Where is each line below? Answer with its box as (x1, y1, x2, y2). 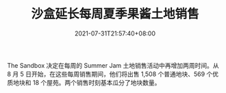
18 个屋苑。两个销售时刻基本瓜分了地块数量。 (32, 78, 161, 86)
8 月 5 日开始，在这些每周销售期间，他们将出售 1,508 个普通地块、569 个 (7, 70, 213, 78)
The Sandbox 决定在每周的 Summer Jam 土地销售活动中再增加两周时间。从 (7, 61, 219, 69)
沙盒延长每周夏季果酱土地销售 (30, 6, 199, 22)
